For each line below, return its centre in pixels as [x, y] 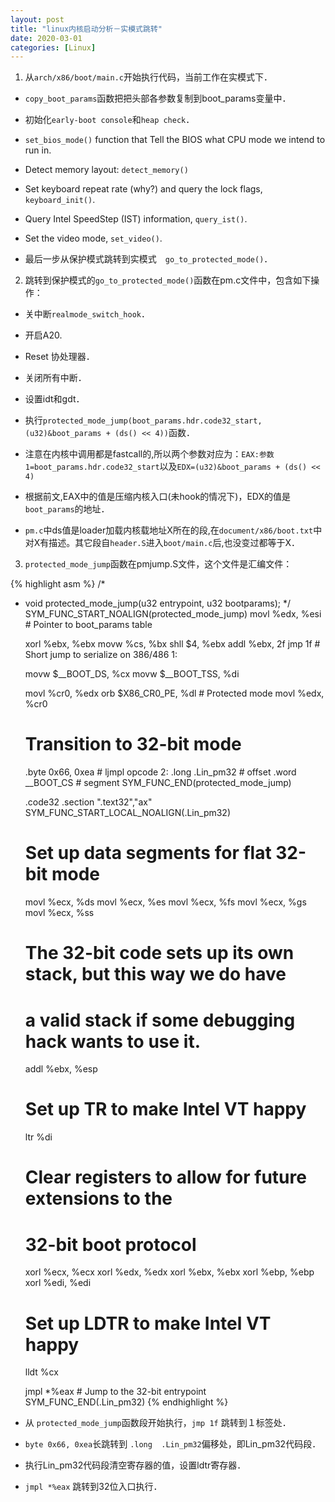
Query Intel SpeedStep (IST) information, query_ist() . [136, 219]
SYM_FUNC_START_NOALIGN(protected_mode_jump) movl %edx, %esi [173, 614]
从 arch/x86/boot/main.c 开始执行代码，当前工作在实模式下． [148, 77]
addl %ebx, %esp [61, 1069]
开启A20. [43, 335]
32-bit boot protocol [110, 1244]
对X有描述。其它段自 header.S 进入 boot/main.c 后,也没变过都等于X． [162, 543]
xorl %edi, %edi [58, 1283]
